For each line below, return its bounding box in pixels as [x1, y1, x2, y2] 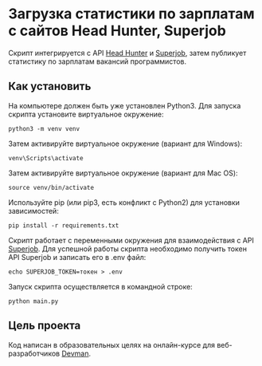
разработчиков [8, 348, 61, 358]
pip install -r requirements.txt [8, 221, 119, 230]
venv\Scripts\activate [8, 154, 84, 162]
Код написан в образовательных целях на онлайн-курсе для [8, 340, 215, 349]
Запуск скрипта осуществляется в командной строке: [8, 281, 193, 291]
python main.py [8, 297, 59, 305]
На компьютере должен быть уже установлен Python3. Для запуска [8, 100, 241, 110]
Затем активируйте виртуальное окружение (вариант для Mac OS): [8, 168, 238, 178]
